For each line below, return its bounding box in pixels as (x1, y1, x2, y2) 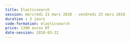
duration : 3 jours (5, 16, 46, 21)
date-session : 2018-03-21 (5, 30, 59, 35)
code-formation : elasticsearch (5, 21, 70, 26)
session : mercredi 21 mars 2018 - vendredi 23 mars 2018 (5, 12, 126, 17)
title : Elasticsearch (5, 7, 50, 12)
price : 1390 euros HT (5, 26, 50, 31)
